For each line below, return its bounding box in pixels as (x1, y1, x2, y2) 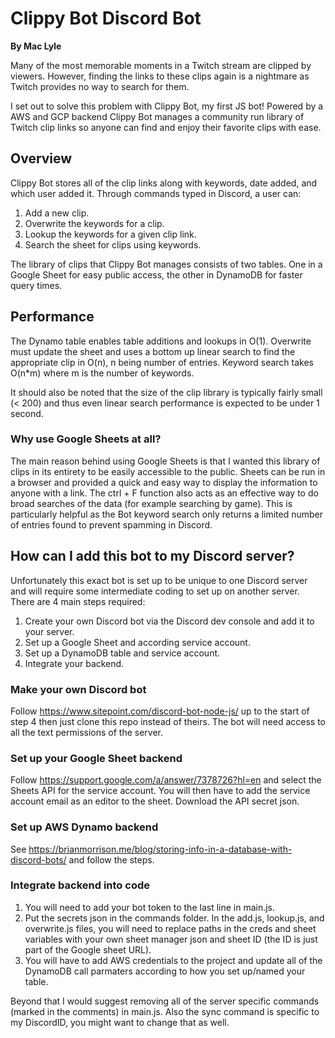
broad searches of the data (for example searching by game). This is (10, 497, 293, 509)
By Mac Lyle (10, 40, 62, 52)
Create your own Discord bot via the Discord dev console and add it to (24, 615, 315, 627)
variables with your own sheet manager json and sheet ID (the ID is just (24, 933, 318, 945)
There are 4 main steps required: (10, 595, 146, 607)
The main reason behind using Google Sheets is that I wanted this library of (10, 455, 321, 467)
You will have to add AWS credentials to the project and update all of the (24, 954, 323, 966)
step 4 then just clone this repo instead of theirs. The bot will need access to (10, 715, 326, 727)
